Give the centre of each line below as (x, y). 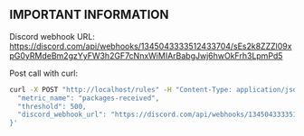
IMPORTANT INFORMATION (89, 15)
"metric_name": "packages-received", (89, 98)
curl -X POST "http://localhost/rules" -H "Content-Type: (121, 89)
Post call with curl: (44, 73)
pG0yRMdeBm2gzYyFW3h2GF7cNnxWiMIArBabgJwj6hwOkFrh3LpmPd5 (146, 55)
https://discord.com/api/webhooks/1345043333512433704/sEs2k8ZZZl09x (151, 46)
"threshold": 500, (52, 106)
